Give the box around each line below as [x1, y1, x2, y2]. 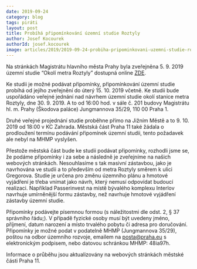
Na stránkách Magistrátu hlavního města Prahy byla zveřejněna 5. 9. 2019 [6, 63, 184, 70]
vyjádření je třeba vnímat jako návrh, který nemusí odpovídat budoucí [6, 178, 174, 185]
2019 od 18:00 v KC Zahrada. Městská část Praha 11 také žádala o [6, 123, 164, 130]
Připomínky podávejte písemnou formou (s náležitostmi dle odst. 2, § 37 [6, 208, 180, 215]
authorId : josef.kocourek [6, 42, 69, 48]
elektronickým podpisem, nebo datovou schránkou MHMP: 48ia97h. [6, 239, 171, 247]
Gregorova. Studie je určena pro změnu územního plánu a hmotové [6, 172, 168, 179]
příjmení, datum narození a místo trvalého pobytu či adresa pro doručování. [6, 221, 188, 228]
